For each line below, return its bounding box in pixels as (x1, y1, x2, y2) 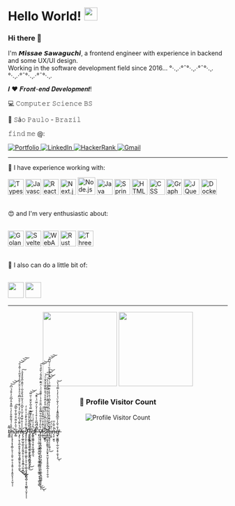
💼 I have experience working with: (8, 164, 105, 172)
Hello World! (8, 8, 82, 24)
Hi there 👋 (8, 34, 43, 43)
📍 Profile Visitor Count (79, 397, 156, 407)
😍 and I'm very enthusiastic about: (8, 210, 109, 218)
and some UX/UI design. (8, 57, 79, 65)
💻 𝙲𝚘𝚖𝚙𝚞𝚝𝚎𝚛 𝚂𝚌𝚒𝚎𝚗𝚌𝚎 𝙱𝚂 (8, 99, 93, 108)
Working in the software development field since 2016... (8, 64, 168, 73)
